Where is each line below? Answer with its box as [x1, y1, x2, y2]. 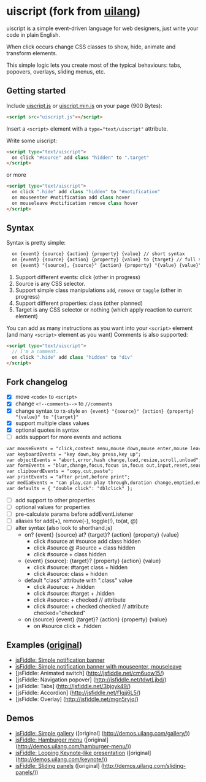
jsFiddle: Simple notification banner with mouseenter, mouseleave [15, 662, 182, 670]
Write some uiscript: [6, 137, 57, 144]
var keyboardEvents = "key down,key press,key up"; [6, 451, 141, 458]
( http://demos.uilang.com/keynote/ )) [15, 756, 108, 763]
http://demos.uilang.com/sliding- [103, 762, 186, 769]
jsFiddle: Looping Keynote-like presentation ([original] [15, 749, 151, 756]
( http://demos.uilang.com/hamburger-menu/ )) [15, 742, 132, 749]
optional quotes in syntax [15, 426, 80, 434]
